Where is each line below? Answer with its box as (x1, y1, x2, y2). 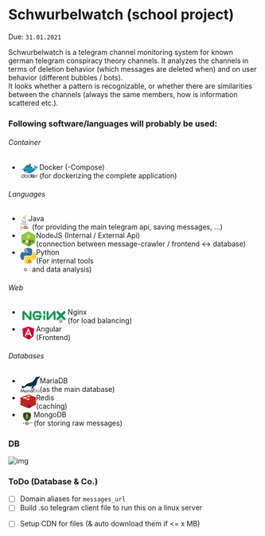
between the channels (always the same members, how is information (8, 89, 238, 99)
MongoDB (33, 409, 67, 419)
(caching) (35, 401, 68, 411)
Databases (8, 351, 45, 361)
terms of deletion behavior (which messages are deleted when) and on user (8, 64, 257, 73)
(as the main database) (39, 384, 115, 393)
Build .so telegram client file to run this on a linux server (19, 503, 203, 513)
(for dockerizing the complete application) (39, 171, 177, 181)
